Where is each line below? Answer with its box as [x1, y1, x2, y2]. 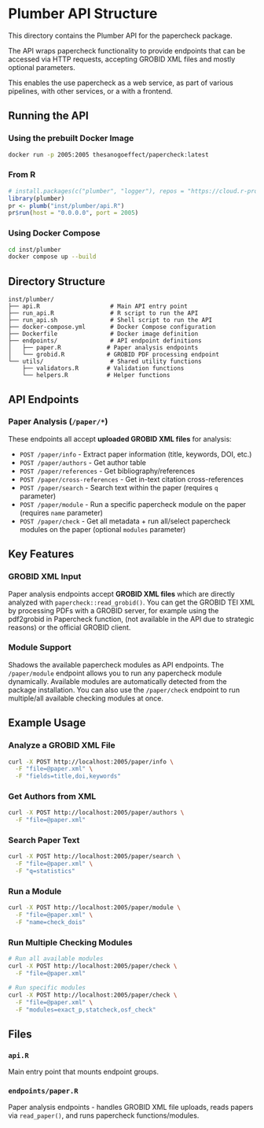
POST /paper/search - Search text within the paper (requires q [19, 483, 218, 492]
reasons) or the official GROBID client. [8, 623, 131, 632]
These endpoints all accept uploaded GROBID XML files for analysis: [8, 434, 232, 443]
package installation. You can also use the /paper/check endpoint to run [8, 685, 240, 694]
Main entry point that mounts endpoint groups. [8, 1067, 159, 1077]
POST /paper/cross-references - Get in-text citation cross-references [19, 474, 244, 484]
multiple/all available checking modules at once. [8, 693, 163, 703]
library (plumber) [8, 194, 65, 202]
